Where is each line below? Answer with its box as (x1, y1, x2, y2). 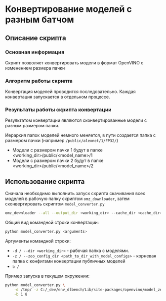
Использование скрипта (5, 177, 85, 186)
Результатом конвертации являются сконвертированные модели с (5, 117, 147, 123)
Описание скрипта (5, 34, 66, 42)
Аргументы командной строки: (5, 238, 71, 244)
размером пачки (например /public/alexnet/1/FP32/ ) (5, 138, 119, 144)
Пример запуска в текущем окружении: (5, 273, 90, 279)
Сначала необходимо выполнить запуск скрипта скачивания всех (5, 191, 145, 197)
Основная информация (5, 49, 65, 55)
